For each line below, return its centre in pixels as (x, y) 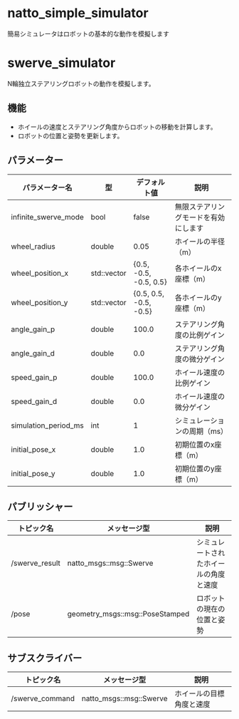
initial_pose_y (33, 473)
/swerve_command (43, 698)
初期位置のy (195, 468)
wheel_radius (33, 246)
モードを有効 (203, 217)
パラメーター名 (47, 187)
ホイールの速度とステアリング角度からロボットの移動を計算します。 (117, 127)
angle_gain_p (33, 329)
